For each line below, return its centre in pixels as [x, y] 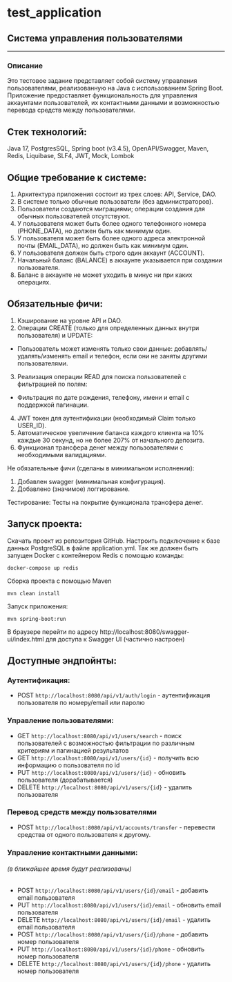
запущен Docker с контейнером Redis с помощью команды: [96, 555]
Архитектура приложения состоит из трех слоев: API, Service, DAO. [117, 194]
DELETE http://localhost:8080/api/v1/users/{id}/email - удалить [114, 919]
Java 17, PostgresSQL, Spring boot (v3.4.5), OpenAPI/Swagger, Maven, [108, 148]
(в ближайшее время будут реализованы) [69, 869]
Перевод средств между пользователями [82, 812]
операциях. [34, 282]
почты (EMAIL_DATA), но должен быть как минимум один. [103, 245]
